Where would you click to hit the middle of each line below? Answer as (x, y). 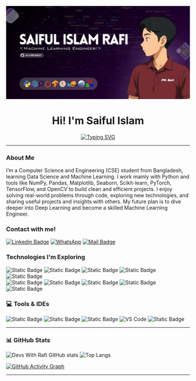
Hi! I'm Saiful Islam (98, 120)
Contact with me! (31, 229)
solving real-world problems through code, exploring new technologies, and (97, 195)
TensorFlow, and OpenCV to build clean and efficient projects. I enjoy (89, 189)
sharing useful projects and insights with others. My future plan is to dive (94, 201)
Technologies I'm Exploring (46, 257)
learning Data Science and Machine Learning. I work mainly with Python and (98, 176)
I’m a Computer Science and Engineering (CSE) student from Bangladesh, (94, 170)
